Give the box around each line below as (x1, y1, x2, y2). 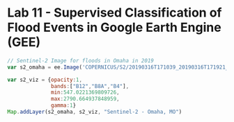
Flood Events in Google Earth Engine (7, 19, 221, 35)
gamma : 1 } (51, 102, 77, 109)
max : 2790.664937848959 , (51, 96, 120, 103)
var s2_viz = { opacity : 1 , (7, 76, 82, 83)
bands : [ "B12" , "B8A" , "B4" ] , (51, 82, 130, 89)
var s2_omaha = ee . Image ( (7, 64, 82, 71)
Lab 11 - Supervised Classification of (7, 5, 222, 21)
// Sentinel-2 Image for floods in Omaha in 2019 (7, 57, 155, 64)
